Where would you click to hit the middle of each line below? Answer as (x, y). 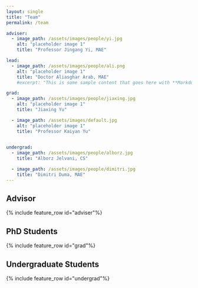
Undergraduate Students (53, 264)
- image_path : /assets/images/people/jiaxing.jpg (73, 99)
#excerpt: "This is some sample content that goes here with (93, 82)
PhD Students (32, 231)
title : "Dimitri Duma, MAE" (51, 174)
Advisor (21, 199)
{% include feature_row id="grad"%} (51, 245)
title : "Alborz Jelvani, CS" (52, 158)
